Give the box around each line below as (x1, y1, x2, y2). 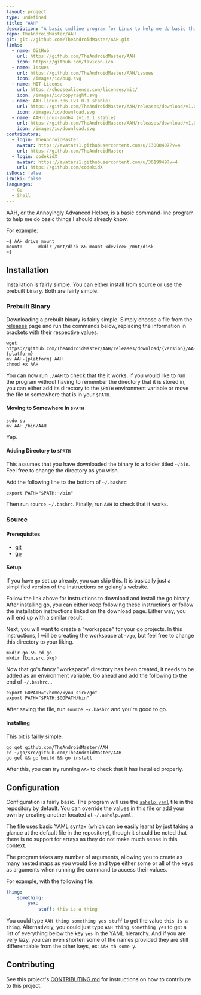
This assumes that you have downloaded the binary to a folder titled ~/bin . (6, 460, 190, 468)
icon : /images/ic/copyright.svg (17, 92, 98, 98)
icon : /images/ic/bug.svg (17, 75, 82, 81)
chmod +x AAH (6, 361, 39, 367)
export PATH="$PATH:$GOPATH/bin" (6, 695, 90, 701)
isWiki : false (6, 176, 42, 182)
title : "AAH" (6, 20, 39, 26)
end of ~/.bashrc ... (6, 678, 53, 685)
